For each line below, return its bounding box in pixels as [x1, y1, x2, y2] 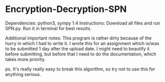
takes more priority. [5, 56, 46, 62]
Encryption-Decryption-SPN [5, 3, 127, 15]
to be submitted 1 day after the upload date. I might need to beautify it [5, 45, 150, 51]
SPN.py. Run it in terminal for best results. [5, 25, 92, 31]
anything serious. [5, 71, 41, 77]
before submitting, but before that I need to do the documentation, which [5, 51, 156, 57]
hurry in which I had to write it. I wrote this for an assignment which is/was [5, 40, 159, 46]
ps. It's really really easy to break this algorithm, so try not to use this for [5, 66, 155, 72]
